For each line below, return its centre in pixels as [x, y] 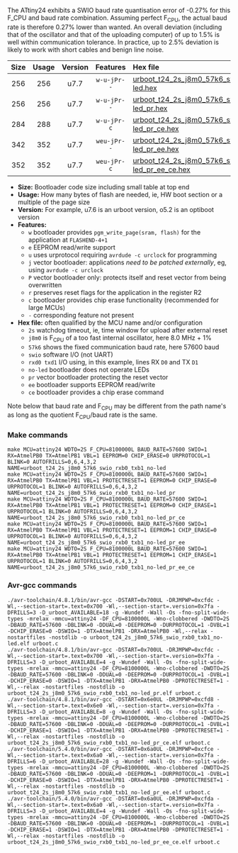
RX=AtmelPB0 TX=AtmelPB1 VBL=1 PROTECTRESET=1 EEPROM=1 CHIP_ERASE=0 [112, 530]
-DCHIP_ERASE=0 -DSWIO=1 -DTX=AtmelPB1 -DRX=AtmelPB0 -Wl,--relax [107, 631]
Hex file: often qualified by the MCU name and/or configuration [110, 323]
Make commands [38, 435]
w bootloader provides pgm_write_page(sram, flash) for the [114, 232]
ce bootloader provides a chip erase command [96, 392]
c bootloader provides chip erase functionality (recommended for [124, 300]
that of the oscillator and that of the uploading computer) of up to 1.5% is [114, 34]
